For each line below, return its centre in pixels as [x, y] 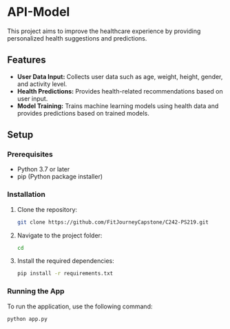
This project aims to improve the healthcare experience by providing [104, 31]
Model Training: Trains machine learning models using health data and [118, 106]
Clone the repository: [47, 209]
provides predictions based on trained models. [83, 113]
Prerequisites [30, 154]
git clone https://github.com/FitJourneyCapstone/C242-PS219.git [113, 222]
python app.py [28, 319]
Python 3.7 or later [43, 169]
